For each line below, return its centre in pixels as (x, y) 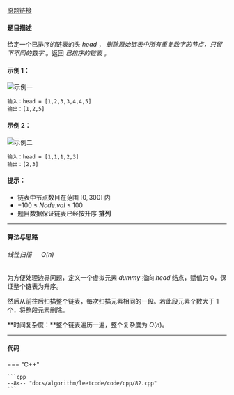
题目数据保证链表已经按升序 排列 (64, 213)
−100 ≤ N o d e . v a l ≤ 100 (50, 205)
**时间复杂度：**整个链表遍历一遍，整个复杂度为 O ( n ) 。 (88, 325)
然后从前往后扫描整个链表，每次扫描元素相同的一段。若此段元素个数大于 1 (113, 301)
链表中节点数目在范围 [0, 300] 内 (64, 197)
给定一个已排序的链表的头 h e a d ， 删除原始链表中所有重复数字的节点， (109, 45)
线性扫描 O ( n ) (31, 254)
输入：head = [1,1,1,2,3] (43, 157)
